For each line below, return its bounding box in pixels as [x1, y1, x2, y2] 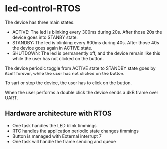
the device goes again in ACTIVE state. [12, 45, 93, 51]
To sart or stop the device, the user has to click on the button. [5, 80, 132, 86]
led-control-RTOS [5, 3, 81, 14]
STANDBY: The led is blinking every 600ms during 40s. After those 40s [12, 39, 160, 45]
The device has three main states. [5, 19, 75, 25]
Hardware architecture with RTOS [5, 109, 112, 118]
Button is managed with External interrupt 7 [12, 133, 102, 139]
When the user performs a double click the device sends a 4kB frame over [5, 89, 159, 95]
